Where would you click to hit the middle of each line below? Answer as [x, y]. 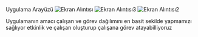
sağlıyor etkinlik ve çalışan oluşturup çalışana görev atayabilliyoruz [89, 28]
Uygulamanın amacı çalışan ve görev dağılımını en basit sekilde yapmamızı [99, 21]
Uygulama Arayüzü [29, 9]
